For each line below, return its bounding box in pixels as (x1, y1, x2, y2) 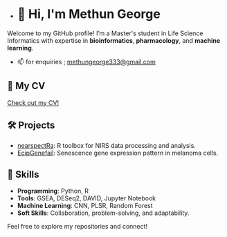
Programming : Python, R (17, 187, 89, 196)
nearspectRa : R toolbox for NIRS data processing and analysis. (17, 141, 196, 149)
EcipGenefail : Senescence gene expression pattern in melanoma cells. (17, 149, 219, 157)
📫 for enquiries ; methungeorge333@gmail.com (17, 57, 156, 66)
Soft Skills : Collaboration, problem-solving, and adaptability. (17, 209, 190, 217)
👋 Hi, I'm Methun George (17, 6, 161, 22)
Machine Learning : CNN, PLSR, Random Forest (17, 202, 154, 210)
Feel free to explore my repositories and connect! (7, 222, 147, 231)
